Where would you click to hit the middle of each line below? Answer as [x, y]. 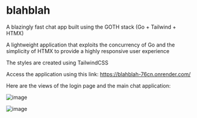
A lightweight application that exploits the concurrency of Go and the [91, 45]
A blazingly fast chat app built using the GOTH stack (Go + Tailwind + [91, 27]
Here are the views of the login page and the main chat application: [88, 86]
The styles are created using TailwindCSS [57, 63]
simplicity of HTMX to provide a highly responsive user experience [88, 51]
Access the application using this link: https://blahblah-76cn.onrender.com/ [98, 74]
